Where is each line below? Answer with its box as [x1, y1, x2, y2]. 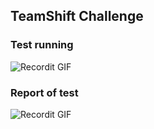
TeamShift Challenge [10, 8, 144, 25]
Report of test [10, 85, 79, 99]
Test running [10, 38, 74, 52]
